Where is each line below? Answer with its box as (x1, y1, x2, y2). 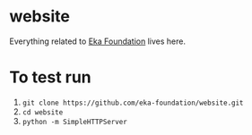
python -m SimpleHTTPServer (22, 117, 127, 126)
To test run (9, 67, 91, 88)
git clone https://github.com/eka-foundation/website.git (22, 98, 244, 107)
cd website (22, 107, 64, 117)
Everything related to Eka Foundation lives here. (9, 36, 187, 46)
